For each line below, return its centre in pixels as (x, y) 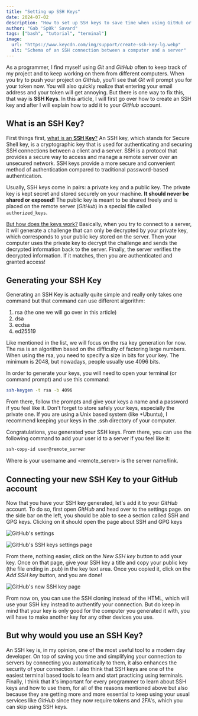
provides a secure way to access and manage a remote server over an (92, 157)
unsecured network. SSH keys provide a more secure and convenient (91, 163)
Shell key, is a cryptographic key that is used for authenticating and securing (99, 144)
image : (14, 39)
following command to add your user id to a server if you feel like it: (88, 438)
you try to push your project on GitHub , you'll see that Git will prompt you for (99, 79)
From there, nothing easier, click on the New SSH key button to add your (94, 556)
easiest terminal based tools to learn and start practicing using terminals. (95, 675)
